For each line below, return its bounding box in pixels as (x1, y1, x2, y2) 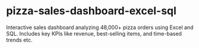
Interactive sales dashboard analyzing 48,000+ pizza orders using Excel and (6, 24, 194, 31)
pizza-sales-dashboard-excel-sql (6, 4, 177, 18)
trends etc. (6, 36, 33, 43)
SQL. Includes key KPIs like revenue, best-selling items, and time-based (6, 30, 182, 37)
